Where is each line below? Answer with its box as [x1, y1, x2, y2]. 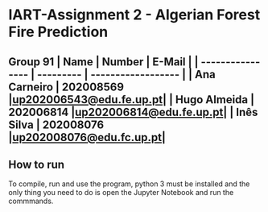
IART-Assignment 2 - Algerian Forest [8, 6, 261, 24]
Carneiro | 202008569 [8, 80, 125, 94]
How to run [8, 157, 65, 171]
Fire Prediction [8, 23, 109, 41]
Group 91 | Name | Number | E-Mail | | [8, 55, 199, 69]
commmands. [8, 196, 54, 206]
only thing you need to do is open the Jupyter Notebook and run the [8, 188, 234, 197]
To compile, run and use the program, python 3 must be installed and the [8, 179, 250, 189]
